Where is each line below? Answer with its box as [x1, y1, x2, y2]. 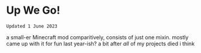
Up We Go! [6, 4, 61, 17]
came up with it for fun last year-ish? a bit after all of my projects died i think [6, 40, 195, 47]
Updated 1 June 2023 [6, 23, 58, 29]
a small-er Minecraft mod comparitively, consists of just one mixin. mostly [6, 33, 189, 40]
